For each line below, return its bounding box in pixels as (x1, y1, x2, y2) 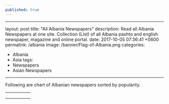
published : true (5, 7, 39, 12)
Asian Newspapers (12, 67, 52, 73)
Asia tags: (12, 56, 34, 62)
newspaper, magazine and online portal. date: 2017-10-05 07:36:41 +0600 (5, 36, 159, 42)
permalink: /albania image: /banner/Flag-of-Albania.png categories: (5, 41, 145, 47)
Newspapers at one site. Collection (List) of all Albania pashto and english (5, 31, 158, 37)
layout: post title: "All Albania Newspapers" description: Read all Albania (5, 25, 154, 31)
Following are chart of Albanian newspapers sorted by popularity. (5, 81, 141, 87)
